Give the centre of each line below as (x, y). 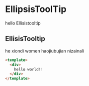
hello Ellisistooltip (23, 23)
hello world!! (29, 69)
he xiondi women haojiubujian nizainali (45, 50)
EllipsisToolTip (36, 9)
